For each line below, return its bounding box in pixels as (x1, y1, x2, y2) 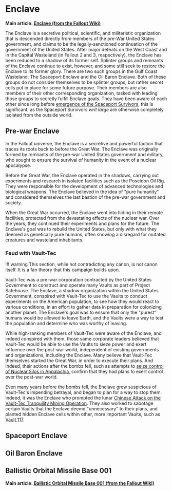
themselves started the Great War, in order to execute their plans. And (5, 357, 153, 364)
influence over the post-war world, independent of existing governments (5, 347, 159, 353)
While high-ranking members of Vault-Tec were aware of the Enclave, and (5, 330, 162, 336)
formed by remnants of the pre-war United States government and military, (5, 151, 164, 157)
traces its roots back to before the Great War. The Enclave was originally (5, 146, 158, 152)
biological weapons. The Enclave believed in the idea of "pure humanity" (5, 188, 159, 195)
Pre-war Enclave (5, 127, 60, 136)
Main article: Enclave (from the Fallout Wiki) (5, 20, 101, 26)
